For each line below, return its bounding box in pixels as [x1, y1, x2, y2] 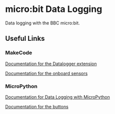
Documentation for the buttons [5, 104, 68, 110]
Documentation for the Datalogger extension [5, 61, 97, 67]
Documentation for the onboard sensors [5, 70, 88, 76]
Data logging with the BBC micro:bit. [5, 20, 80, 26]
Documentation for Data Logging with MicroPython [5, 94, 110, 100]
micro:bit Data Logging [5, 3, 102, 15]
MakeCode [5, 49, 32, 56]
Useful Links [5, 34, 45, 43]
